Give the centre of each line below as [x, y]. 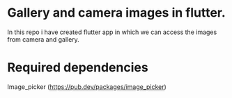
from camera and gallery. [44, 39]
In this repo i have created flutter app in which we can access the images [112, 32]
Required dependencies [78, 68]
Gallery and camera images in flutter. [117, 13]
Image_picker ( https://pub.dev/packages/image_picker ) [87, 87]
